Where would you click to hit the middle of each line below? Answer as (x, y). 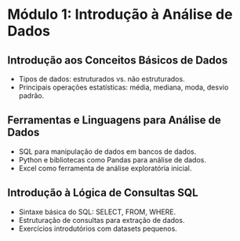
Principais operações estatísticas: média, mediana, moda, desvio (124, 87)
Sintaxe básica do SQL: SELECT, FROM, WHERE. (97, 212)
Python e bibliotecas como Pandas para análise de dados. (113, 159)
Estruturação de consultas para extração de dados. (102, 220)
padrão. (31, 95)
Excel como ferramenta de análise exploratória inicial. (105, 168)
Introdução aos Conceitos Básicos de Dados (118, 60)
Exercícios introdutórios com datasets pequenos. (98, 228)
